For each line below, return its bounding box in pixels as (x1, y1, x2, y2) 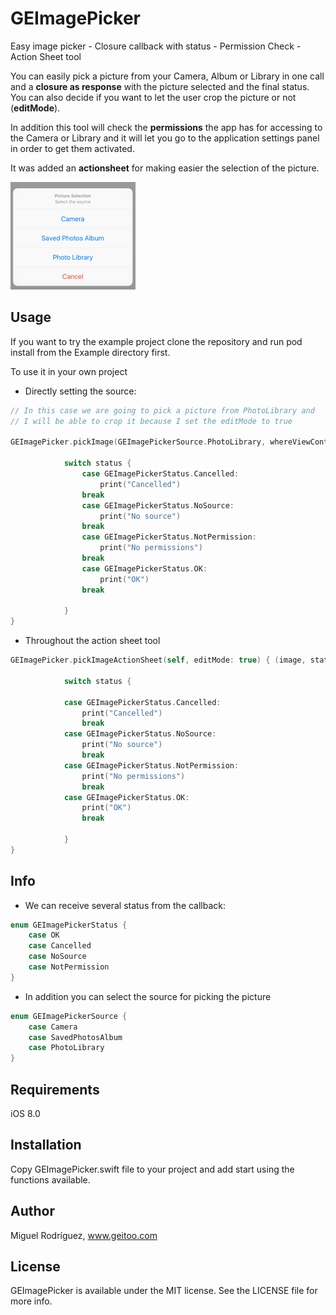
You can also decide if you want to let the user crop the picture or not (10, 91, 297, 103)
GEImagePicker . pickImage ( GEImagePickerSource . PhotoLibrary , (10, 437, 267, 447)
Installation (10, 1137, 82, 1154)
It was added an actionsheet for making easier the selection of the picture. (10, 162, 320, 174)
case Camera (28, 1022, 78, 1032)
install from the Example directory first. (10, 346, 171, 358)
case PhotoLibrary (28, 1043, 105, 1053)
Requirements (10, 1081, 100, 1098)
